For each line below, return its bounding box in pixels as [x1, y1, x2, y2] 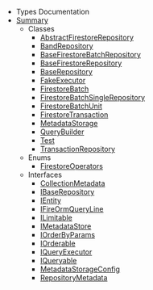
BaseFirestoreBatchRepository [39, 50, 141, 59]
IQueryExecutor [39, 247, 93, 257]
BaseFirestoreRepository [39, 58, 122, 68]
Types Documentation [15, 7, 90, 16]
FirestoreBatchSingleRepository [39, 93, 146, 102]
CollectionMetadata [39, 179, 105, 188]
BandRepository [39, 41, 94, 51]
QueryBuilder [39, 127, 85, 137]
